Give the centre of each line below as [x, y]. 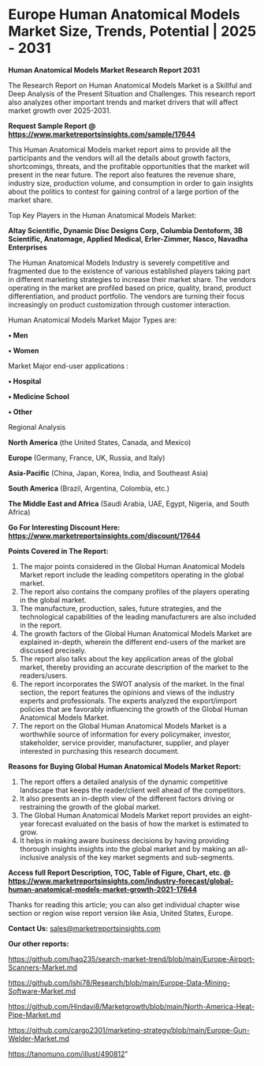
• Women [24, 350]
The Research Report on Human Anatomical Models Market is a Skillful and [130, 85]
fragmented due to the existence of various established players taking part [129, 271]
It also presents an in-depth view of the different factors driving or [127, 798]
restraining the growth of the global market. [90, 807]
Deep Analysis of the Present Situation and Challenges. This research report [132, 93]
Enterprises [28, 247]
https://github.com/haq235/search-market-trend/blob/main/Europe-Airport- [132, 959]
